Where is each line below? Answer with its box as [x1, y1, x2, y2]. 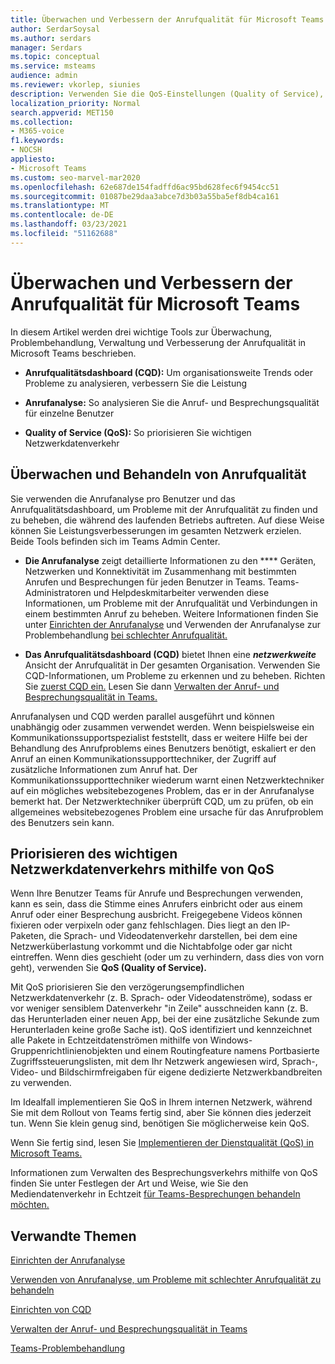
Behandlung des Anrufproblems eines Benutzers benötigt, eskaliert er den [10, 742, 317, 754]
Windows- [209, 1034, 253, 1046]
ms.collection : [10, 117, 74, 127]
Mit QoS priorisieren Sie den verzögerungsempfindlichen [10, 981, 245, 993]
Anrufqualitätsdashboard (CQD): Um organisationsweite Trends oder [24, 366, 314, 378]
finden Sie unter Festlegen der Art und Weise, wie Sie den [10, 1177, 249, 1190]
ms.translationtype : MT [10, 201, 110, 211]
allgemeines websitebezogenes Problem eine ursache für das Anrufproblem [10, 806, 324, 818]
